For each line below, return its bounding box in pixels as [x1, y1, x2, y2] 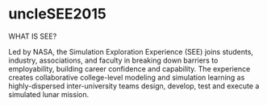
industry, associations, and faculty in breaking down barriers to [8, 55, 219, 65]
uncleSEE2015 [8, 5, 106, 23]
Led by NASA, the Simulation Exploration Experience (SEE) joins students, [8, 47, 254, 56]
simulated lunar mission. [8, 89, 90, 99]
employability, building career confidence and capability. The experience [8, 63, 251, 73]
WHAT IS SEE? [8, 31, 57, 41]
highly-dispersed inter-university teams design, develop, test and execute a [8, 81, 260, 91]
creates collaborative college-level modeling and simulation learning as [8, 72, 245, 82]
